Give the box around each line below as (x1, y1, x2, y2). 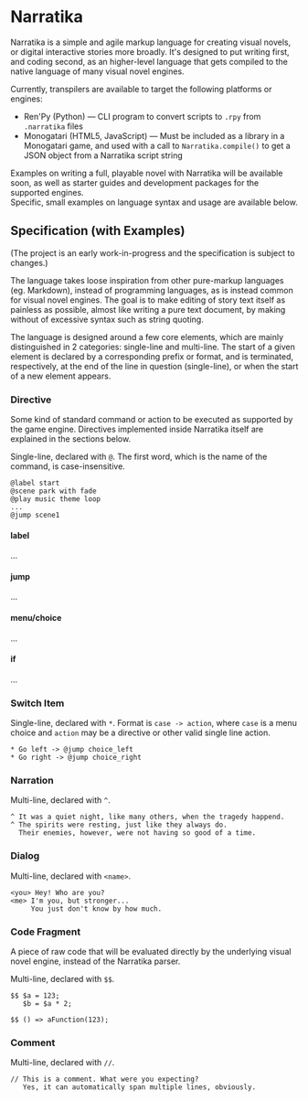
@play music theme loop (10, 495, 101, 504)
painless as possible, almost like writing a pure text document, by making (10, 304, 286, 315)
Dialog (10, 850, 40, 862)
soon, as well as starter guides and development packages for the (10, 176, 260, 188)
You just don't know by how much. (30, 903, 163, 914)
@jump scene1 (10, 510, 60, 520)
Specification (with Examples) (10, 223, 186, 239)
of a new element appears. (10, 370, 112, 381)
